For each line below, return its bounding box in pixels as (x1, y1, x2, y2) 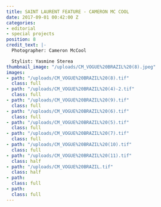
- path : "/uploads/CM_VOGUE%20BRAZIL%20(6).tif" (6, 108, 129, 114)
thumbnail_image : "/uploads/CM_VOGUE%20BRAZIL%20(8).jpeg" (6, 64, 156, 70)
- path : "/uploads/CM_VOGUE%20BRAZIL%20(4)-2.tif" (6, 86, 135, 92)
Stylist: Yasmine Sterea (11, 58, 73, 64)
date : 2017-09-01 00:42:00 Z (6, 14, 79, 20)
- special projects (6, 31, 55, 37)
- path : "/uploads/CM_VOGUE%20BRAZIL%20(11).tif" (6, 153, 132, 159)
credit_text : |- (6, 42, 47, 48)
